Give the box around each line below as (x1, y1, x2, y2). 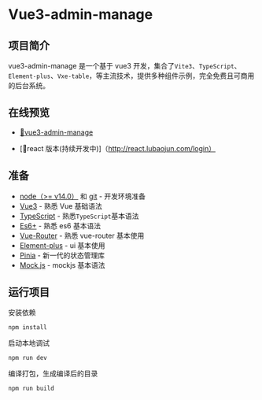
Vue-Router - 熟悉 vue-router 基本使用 (19, 231, 145, 240)
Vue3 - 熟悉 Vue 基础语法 (19, 201, 102, 210)
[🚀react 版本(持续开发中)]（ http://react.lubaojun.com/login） (19, 143, 216, 153)
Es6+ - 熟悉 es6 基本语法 (19, 220, 101, 230)
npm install (8, 324, 47, 331)
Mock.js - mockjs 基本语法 (19, 260, 105, 269)
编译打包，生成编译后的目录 (8, 369, 98, 379)
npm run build (8, 384, 55, 393)
